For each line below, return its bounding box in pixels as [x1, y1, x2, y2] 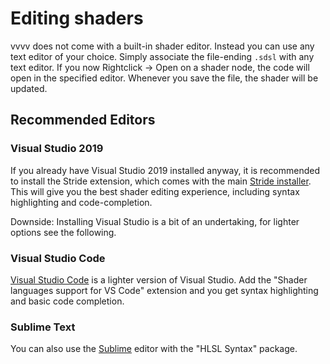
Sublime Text [10, 320, 76, 334]
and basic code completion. [10, 295, 125, 307]
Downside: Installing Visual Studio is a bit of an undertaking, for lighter [10, 215, 300, 227]
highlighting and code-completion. [10, 196, 153, 208]
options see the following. [10, 226, 117, 238]
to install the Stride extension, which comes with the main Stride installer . [10, 175, 312, 187]
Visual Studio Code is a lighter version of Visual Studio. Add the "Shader [10, 273, 308, 286]
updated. [10, 82, 48, 94]
